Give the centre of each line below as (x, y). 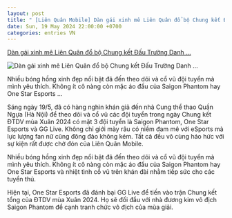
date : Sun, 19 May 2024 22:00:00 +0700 (65, 26)
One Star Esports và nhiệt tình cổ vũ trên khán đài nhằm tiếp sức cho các (111, 172)
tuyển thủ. (21, 179)
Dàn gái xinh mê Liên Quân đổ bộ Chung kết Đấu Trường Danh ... (99, 52)
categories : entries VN (41, 33)
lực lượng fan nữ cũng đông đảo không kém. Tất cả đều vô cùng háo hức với (116, 137)
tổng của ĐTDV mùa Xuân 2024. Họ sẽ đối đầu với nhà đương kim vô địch (112, 200)
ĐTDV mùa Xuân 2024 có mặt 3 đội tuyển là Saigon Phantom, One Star (108, 122)
